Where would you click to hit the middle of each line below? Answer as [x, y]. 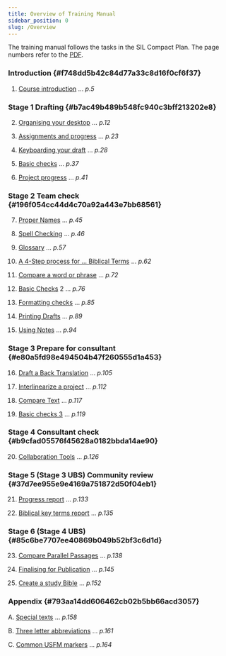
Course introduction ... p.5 [56, 89]
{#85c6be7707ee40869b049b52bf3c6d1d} [85, 540]
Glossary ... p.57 [42, 248]
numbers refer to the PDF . [46, 55]
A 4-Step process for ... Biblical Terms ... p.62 [85, 261]
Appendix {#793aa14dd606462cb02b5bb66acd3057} [104, 601]
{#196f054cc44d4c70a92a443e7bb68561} [85, 204]
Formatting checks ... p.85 [56, 303]
